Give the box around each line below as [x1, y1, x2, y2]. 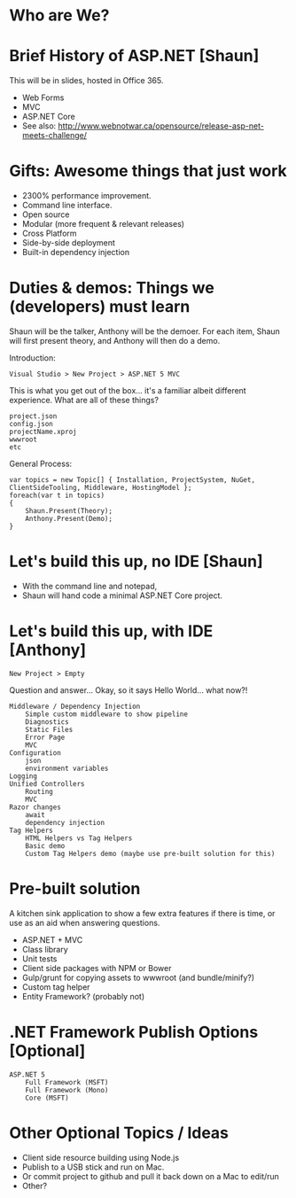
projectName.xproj [9, 427, 77, 436]
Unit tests [21, 953, 58, 964]
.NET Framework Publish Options [9, 1023, 259, 1042]
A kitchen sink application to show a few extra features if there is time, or [9, 907, 276, 918]
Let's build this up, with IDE [9, 621, 214, 642]
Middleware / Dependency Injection [9, 702, 141, 711]
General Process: [9, 458, 73, 469]
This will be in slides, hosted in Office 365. [9, 75, 164, 86]
